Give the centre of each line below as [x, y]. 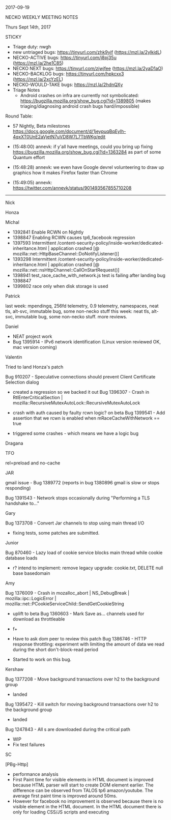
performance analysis [35, 774]
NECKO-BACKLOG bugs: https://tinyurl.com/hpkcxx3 [68, 74]
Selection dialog [22, 382]
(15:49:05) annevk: [32, 182]
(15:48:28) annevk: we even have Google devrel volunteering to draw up [88, 167]
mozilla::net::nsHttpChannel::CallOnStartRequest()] [66, 270]
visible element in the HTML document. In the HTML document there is [87, 807]
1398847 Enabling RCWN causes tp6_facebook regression [74, 238]
